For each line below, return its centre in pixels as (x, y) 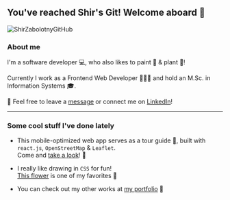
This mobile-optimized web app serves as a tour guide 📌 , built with (111, 140)
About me (24, 47)
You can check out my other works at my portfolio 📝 (90, 189)
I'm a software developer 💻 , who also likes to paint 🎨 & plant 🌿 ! (97, 62)
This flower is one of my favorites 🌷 (67, 176)
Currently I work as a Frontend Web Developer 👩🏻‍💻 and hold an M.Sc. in (109, 78)
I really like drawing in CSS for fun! (64, 168)
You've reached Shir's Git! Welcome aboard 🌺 (106, 13)
